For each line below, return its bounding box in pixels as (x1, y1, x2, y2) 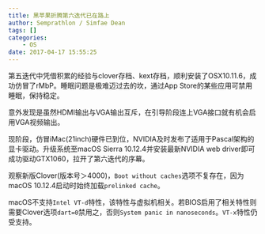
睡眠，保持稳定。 (8, 91, 64, 100)
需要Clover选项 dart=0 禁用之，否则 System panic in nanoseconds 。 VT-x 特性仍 (8, 207, 258, 217)
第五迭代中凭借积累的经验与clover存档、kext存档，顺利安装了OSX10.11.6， (8, 71, 251, 80)
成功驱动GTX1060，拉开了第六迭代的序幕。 (8, 154, 150, 163)
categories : (8, 33, 47, 42)
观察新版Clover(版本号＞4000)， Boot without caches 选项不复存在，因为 (8, 171, 244, 180)
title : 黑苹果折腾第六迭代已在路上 (8, 11, 110, 20)
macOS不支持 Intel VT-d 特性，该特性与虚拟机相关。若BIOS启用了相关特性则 (8, 198, 257, 206)
